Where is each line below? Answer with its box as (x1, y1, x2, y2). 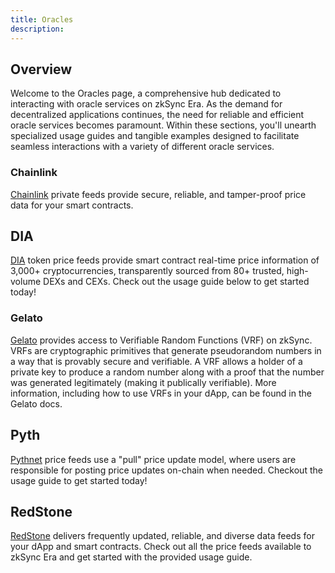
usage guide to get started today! (10, 474, 148, 486)
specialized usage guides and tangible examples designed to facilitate (10, 130, 300, 142)
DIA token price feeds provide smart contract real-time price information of (10, 254, 320, 266)
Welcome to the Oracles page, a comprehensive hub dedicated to (10, 87, 282, 100)
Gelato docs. (10, 397, 63, 410)
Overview (10, 61, 73, 78)
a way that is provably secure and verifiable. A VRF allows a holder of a (10, 355, 303, 367)
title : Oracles (10, 14, 74, 25)
